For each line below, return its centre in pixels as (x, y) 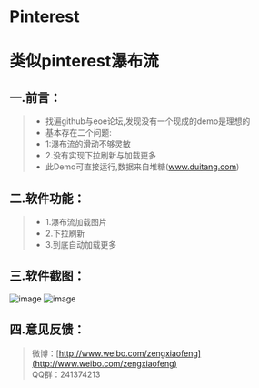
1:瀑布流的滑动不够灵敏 (88, 144)
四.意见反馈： (48, 330)
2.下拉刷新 (65, 233)
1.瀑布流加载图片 (76, 222)
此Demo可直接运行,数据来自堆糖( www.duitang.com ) (142, 167)
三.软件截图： (48, 276)
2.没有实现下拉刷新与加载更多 (101, 156)
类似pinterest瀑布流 (84, 61)
